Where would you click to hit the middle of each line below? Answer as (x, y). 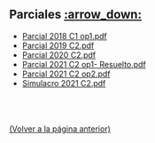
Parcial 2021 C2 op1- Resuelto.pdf (84, 64)
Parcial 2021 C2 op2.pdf (66, 74)
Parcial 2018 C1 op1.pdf (65, 36)
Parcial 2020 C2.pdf (59, 55)
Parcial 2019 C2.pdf (58, 45)
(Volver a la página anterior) (60, 129)
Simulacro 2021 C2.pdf (64, 83)
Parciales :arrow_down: (75, 15)
